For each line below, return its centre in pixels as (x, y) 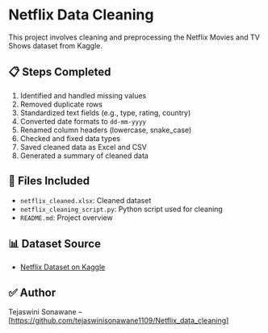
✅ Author (32, 292)
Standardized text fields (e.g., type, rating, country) (105, 112)
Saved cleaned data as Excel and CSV (84, 147)
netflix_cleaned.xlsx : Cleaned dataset (86, 200)
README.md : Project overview (66, 217)
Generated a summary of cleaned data (84, 156)
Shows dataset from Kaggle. (56, 45)
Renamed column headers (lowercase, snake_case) (106, 130)
